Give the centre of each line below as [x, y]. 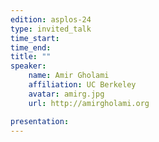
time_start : [35, 38]
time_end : [31, 47]
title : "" [31, 57]
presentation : [40, 121]
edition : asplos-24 [51, 19]
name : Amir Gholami [69, 76]
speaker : [28, 66]
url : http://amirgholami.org [89, 103]
